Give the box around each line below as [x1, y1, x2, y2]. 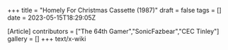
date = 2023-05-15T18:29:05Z [7, 13, 96, 22]
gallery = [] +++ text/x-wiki [7, 35, 86, 43]
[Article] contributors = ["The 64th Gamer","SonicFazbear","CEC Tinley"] [7, 27, 220, 35]
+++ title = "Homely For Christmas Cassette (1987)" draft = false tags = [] [7, 6, 222, 14]
